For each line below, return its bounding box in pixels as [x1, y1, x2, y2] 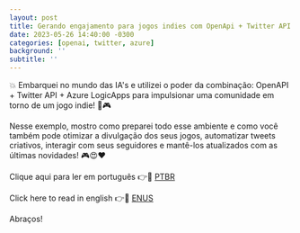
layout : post [9, 13, 58, 22]
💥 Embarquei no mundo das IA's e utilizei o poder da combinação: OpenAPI [9, 80, 289, 90]
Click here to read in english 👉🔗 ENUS [9, 193, 154, 203]
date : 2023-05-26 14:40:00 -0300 [9, 30, 135, 39]
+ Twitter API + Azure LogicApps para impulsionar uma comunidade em [9, 90, 275, 100]
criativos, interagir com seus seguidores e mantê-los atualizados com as [9, 140, 278, 150]
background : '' [9, 47, 66, 56]
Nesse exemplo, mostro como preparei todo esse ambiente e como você [9, 121, 278, 131]
